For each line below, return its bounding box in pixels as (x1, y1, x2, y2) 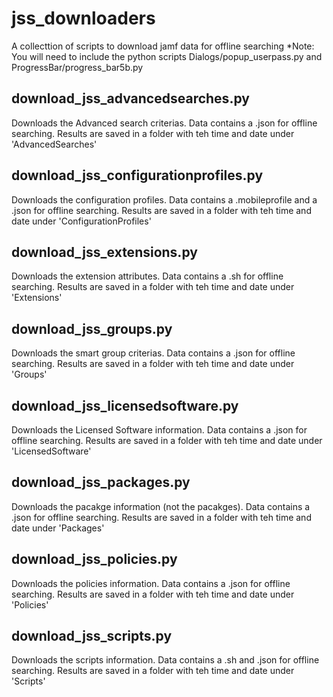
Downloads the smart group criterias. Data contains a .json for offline (11, 347, 296, 359)
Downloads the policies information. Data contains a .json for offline (11, 577, 291, 589)
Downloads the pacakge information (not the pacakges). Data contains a (11, 500, 311, 512)
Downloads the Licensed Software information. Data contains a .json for (11, 424, 308, 436)
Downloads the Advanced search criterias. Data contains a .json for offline (11, 117, 318, 129)
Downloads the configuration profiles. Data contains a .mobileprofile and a (11, 193, 318, 206)
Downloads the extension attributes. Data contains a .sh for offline (11, 270, 284, 282)
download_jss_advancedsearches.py (11, 90, 250, 107)
